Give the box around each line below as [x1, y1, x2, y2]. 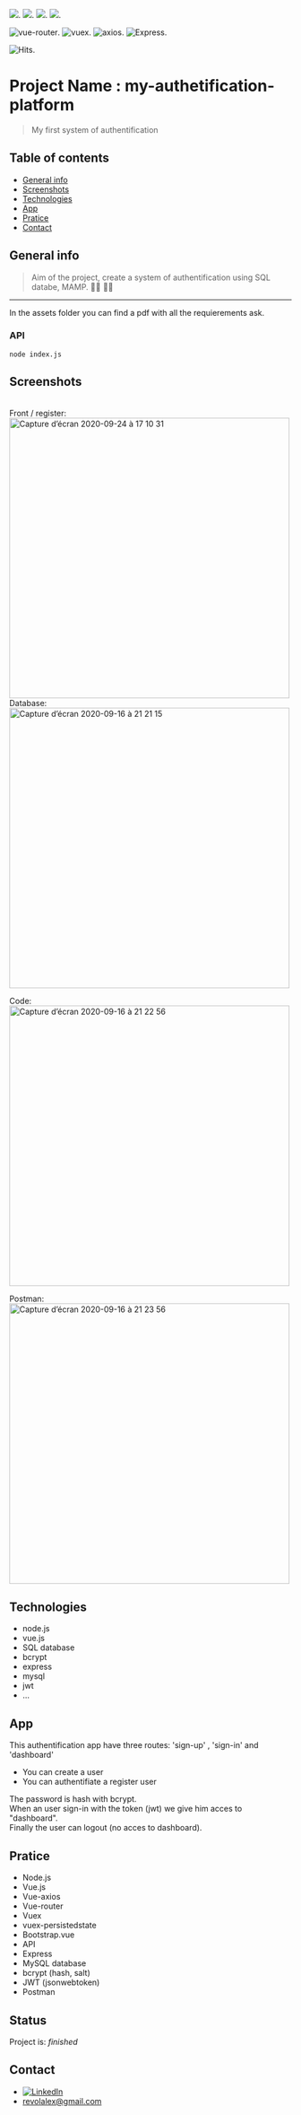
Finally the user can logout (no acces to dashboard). [9, 1822, 202, 1833]
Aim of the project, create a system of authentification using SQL [30, 272, 271, 283]
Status [9, 2013, 47, 2028]
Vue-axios [21, 1892, 61, 1902]
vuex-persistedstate [21, 1920, 97, 1931]
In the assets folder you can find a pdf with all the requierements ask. [9, 307, 265, 318]
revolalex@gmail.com [21, 2095, 102, 2106]
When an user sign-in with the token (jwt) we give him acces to [9, 1804, 243, 1814]
